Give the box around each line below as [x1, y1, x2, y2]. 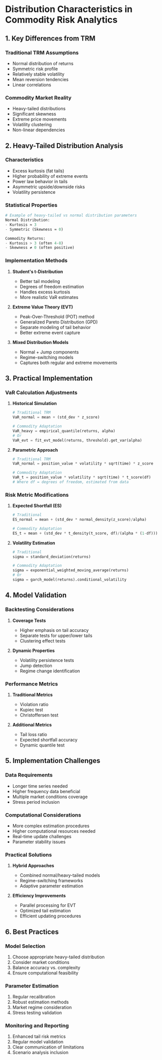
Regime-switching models [19, 354, 74, 360]
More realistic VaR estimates [19, 294, 79, 300]
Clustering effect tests [19, 637, 66, 644]
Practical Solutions [5, 851, 52, 858]
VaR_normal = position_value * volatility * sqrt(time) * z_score [12, 461, 154, 466]
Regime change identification [19, 667, 80, 674]
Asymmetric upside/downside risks [12, 184, 85, 190]
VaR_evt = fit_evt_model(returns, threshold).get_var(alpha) [12, 438, 143, 443]
